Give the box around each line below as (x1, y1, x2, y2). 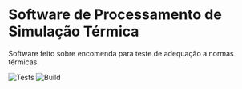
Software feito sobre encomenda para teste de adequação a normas (8, 48, 234, 58)
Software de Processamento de (8, 6, 222, 24)
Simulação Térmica (8, 22, 139, 41)
